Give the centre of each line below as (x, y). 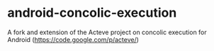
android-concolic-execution (92, 13)
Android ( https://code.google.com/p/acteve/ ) (73, 39)
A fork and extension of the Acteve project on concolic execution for (107, 32)
